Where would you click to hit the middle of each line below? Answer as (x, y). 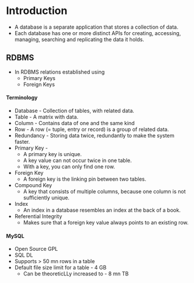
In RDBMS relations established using (60, 72)
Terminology (22, 98)
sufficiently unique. (46, 198)
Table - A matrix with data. (46, 117)
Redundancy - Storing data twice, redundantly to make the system (94, 135)
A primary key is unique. (52, 154)
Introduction (37, 11)
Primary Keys (39, 78)
